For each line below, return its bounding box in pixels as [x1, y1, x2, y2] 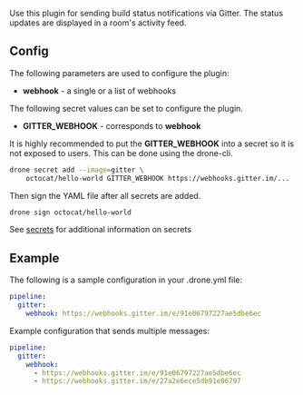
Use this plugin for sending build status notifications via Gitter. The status [9, 8, 284, 18]
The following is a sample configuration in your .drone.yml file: [9, 274, 243, 285]
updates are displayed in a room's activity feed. [9, 17, 187, 28]
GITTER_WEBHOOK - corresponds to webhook [22, 120, 201, 131]
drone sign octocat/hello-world [9, 208, 132, 217]
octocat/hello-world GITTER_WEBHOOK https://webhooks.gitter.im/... [25, 173, 290, 183]
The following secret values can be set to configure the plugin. [9, 103, 243, 114]
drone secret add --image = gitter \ [9, 165, 144, 174]
